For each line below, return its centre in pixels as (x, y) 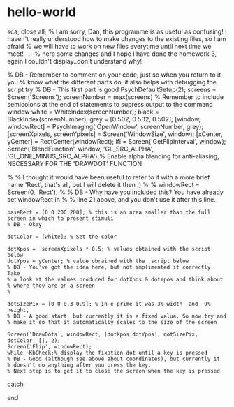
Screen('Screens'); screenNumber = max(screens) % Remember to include (116, 97)
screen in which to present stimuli (60, 218)
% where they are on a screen (51, 286)
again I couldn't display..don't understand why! (75, 61)
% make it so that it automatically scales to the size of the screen (112, 322)
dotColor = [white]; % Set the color (62, 237)
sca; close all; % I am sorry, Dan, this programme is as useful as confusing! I (117, 31)
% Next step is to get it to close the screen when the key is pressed (114, 371)
